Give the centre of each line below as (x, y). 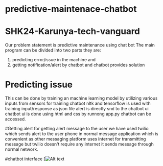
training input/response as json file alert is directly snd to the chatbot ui (77, 109)
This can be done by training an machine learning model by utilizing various (81, 98)
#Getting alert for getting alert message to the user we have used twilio (77, 129)
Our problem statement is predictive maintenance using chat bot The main (80, 45)
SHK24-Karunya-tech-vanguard (73, 32)
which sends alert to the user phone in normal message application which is (82, 134)
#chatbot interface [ (25, 159)
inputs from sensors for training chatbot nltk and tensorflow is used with (78, 103)
